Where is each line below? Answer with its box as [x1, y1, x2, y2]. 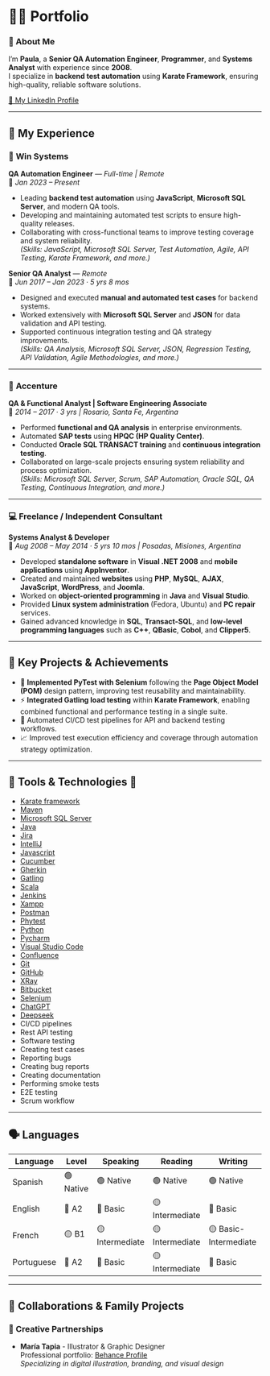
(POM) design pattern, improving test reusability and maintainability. [19, 686, 247, 695]
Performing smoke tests [19, 1079, 100, 1088]
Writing [218, 1156, 248, 1167]
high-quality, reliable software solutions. [8, 80, 141, 89]
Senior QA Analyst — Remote [8, 269, 108, 279]
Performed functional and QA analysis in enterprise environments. [19, 423, 243, 433]
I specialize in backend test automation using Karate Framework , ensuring [8, 72, 259, 81]
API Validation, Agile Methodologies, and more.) [19, 353, 179, 363]
